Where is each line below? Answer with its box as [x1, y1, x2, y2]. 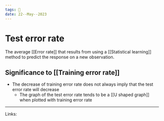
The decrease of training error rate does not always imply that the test [12, 81, 154, 87]
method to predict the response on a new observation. [5, 54, 115, 60]
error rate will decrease [12, 87, 60, 93]
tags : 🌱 [5, 7, 21, 12]
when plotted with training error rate [19, 97, 92, 103]
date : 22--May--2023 [5, 12, 47, 17]
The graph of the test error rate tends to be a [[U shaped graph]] [19, 92, 150, 98]
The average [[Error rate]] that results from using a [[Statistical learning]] [5, 49, 152, 55]
